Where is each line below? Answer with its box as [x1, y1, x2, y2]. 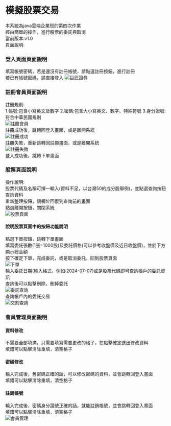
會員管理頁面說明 [5, 314, 47, 321]
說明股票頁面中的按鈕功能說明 [5, 223, 68, 230]
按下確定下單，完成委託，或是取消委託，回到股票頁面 [5, 255, 117, 261]
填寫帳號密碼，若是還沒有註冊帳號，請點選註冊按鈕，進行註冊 [5, 68, 135, 75]
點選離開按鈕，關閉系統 [5, 204, 55, 210]
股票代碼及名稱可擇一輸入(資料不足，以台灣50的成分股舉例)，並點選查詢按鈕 [5, 185, 166, 192]
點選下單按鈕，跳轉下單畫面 [5, 236, 64, 242]
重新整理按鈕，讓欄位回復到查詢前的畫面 [5, 198, 90, 204]
